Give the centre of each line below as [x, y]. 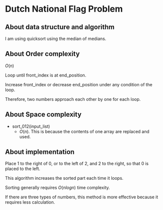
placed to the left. [23, 169]
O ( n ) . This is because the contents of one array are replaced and [84, 131]
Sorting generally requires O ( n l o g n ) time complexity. [58, 188]
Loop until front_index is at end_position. [46, 75]
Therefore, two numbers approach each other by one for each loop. [73, 99]
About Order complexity [43, 54]
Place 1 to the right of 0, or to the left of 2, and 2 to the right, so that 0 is [77, 164]
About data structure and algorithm [60, 27]
